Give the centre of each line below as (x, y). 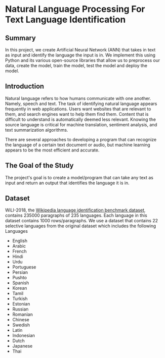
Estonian (21, 304)
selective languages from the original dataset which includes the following (81, 226)
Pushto (20, 278)
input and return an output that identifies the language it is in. (67, 183)
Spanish (21, 283)
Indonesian (24, 336)
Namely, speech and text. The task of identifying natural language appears (81, 103)
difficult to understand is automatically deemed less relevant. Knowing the (81, 119)
